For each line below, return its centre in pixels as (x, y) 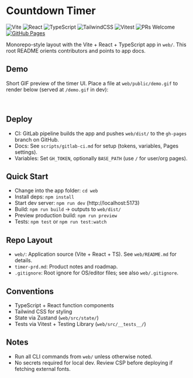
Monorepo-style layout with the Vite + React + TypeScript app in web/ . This (96, 44)
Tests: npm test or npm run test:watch (61, 222)
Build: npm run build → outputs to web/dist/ (68, 209)
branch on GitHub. (37, 139)
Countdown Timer (51, 11)
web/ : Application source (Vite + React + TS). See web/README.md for (96, 254)
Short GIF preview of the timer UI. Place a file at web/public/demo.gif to (92, 83)
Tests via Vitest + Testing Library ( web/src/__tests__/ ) (80, 324)
